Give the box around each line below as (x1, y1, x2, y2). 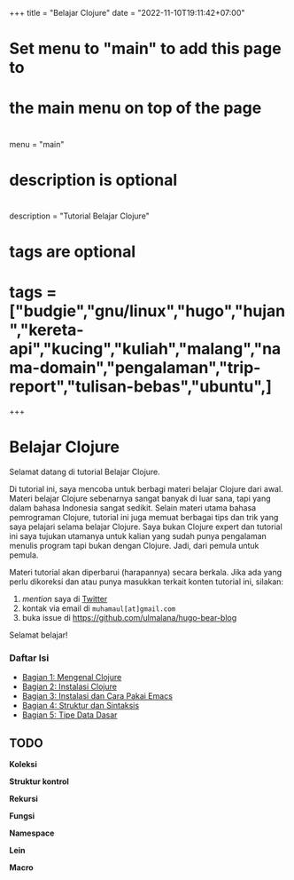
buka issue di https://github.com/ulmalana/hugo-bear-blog (21, 613, 237, 622)
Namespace (9, 828, 55, 838)
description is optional (9, 170, 178, 190)
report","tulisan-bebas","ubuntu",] (9, 377, 273, 397)
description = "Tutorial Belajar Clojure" (9, 210, 151, 221)
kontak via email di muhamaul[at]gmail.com (21, 603, 176, 614)
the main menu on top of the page (9, 98, 262, 118)
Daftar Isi (9, 652, 50, 664)
